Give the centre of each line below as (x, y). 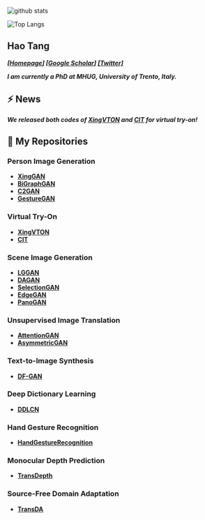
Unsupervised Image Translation (64, 320)
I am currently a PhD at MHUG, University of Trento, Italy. (92, 76)
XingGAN (31, 176)
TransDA (30, 509)
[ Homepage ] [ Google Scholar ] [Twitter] (66, 63)
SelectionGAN (38, 287)
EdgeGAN (32, 295)
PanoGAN (32, 302)
